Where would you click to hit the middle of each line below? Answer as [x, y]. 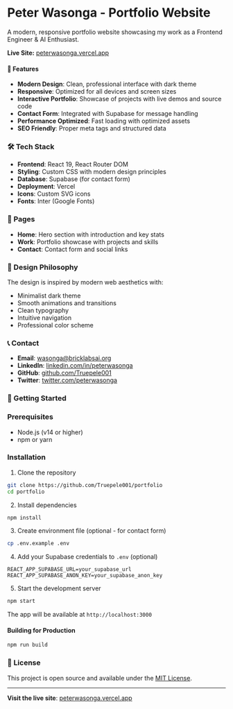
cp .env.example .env [38, 544]
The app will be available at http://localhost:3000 [80, 615]
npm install [24, 518]
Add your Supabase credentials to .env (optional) [87, 557]
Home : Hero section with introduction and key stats [91, 234]
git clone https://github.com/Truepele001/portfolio [85, 485]
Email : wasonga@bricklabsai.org [64, 358]
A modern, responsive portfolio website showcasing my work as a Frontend [115, 32]
